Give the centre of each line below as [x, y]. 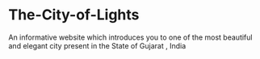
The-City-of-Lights [74, 15]
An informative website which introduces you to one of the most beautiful [130, 37]
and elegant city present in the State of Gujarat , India [97, 45]
